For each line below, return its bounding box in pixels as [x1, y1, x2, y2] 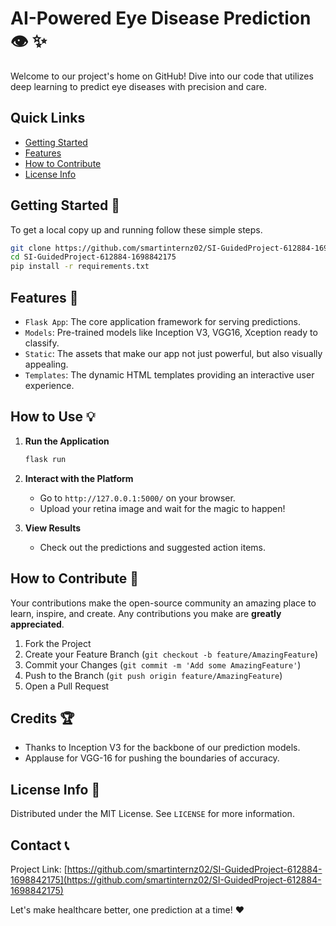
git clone [10, 243, 52, 253]
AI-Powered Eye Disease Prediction [10, 7, 312, 30]
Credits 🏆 [10, 710, 75, 727]
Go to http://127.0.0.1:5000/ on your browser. [39, 492, 236, 504]
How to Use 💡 [10, 408, 96, 426]
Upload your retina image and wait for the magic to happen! [39, 502, 286, 514]
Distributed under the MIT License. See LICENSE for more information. [10, 808, 295, 820]
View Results [24, 522, 82, 534]
